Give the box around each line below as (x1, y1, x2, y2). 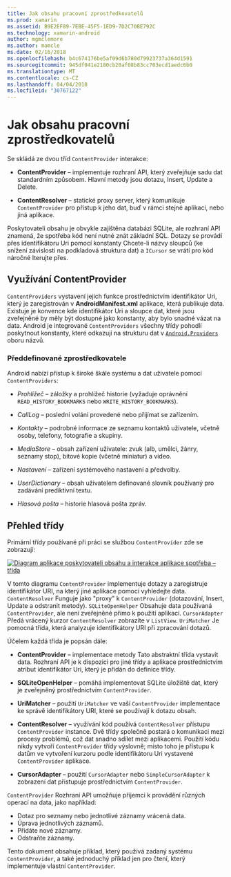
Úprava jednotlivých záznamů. (17, 819, 104, 827)
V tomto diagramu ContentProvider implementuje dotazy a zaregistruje (7, 579, 208, 588)
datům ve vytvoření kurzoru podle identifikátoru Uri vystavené (17, 749, 194, 757)
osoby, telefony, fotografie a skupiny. (17, 432, 123, 440)
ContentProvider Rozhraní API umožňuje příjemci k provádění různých (7, 791, 205, 799)
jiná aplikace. (17, 211, 55, 219)
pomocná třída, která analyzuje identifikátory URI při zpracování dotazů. (7, 623, 212, 631)
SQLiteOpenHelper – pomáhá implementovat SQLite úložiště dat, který (17, 678, 219, 687)
